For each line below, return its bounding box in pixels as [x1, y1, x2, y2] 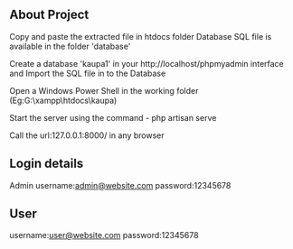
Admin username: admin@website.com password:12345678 [9, 180, 232, 190]
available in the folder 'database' [9, 41, 131, 51]
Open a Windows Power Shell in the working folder [9, 85, 199, 96]
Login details [9, 156, 84, 171]
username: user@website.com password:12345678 [9, 230, 199, 241]
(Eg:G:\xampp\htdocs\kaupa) [9, 95, 118, 106]
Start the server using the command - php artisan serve [9, 112, 217, 123]
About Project [9, 7, 90, 23]
